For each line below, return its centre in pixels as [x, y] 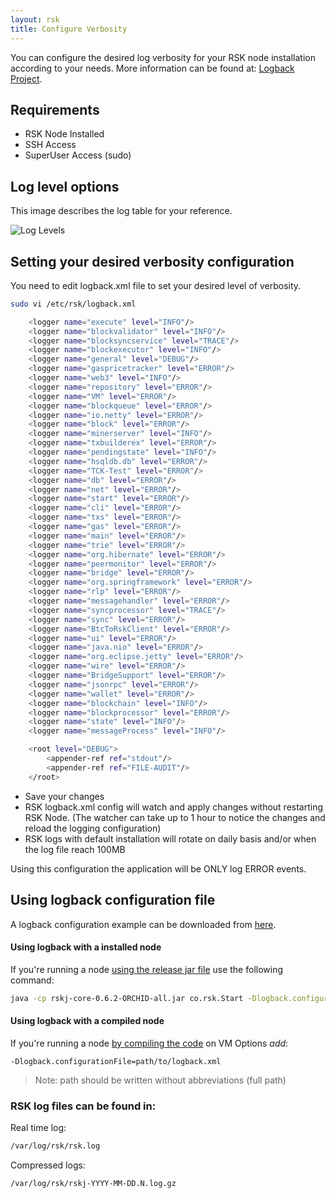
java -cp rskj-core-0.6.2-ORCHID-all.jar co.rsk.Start [127, 998]
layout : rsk [35, 19]
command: [32, 980]
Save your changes [64, 796]
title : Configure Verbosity [69, 29]
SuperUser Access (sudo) [78, 155]
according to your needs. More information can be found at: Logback [152, 68]
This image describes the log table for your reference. [121, 211]
